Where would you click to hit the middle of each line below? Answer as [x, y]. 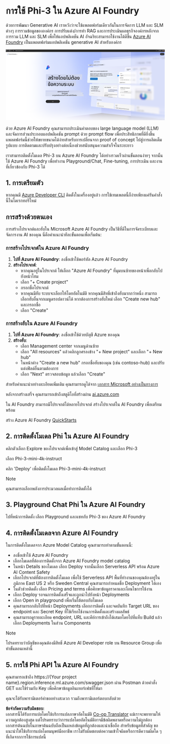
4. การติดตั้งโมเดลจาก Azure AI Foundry [62, 533]
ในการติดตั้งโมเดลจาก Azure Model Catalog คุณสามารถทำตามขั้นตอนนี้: [69, 545]
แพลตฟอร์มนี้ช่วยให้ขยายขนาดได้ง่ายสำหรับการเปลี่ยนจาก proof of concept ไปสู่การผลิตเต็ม [84, 139]
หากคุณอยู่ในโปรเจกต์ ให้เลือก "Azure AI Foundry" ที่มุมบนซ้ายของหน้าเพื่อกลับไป [92, 271]
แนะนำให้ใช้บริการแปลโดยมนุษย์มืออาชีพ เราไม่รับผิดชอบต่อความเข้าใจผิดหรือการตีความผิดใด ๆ [84, 731]
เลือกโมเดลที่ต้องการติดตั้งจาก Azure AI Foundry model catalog [71, 561]
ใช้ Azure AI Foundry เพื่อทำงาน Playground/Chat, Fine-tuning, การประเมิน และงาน [84, 161]
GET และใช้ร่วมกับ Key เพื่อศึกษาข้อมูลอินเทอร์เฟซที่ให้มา [54, 688]
